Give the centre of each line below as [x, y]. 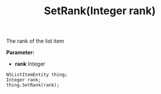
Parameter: [20, 53]
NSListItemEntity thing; [37, 75]
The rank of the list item [35, 41]
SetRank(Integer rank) [100, 11]
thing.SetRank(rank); [33, 85]
